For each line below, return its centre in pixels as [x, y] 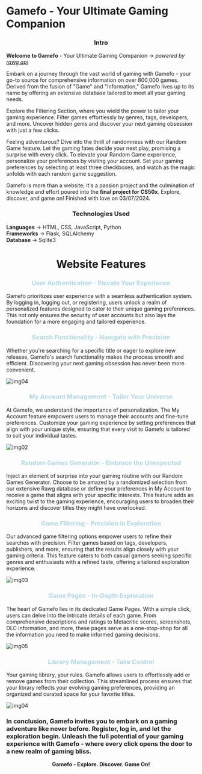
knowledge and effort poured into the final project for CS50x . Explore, [94, 192]
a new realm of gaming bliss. [49, 751]
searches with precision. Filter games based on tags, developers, [87, 543]
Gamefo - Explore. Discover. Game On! [101, 764]
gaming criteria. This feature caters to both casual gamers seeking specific [99, 556]
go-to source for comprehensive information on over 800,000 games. [93, 80]
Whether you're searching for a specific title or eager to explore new [91, 350]
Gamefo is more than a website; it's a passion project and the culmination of [100, 185]
